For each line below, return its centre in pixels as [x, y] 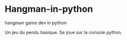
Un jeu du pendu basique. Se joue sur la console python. [63, 32]
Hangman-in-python [49, 9]
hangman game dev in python [36, 23]
